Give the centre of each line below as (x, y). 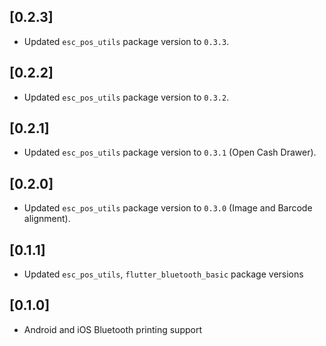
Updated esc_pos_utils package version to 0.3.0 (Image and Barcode (168, 208)
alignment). (47, 219)
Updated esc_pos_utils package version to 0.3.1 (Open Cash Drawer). (170, 152)
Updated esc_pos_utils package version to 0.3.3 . (126, 41)
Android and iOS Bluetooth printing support (112, 329)
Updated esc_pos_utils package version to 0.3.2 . (126, 97)
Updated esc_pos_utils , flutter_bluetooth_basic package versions (163, 274)
